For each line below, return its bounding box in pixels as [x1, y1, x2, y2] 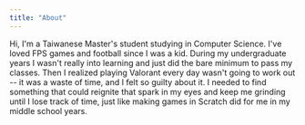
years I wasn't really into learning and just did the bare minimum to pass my [9, 57, 293, 68]
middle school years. [9, 105, 88, 116]
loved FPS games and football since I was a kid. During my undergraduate [9, 47, 287, 59]
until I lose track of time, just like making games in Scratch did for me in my [9, 96, 291, 107]
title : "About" [9, 13, 67, 23]
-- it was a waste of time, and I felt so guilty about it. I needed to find [9, 76, 267, 87]
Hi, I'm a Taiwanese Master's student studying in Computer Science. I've [9, 38, 282, 49]
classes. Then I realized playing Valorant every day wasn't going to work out [9, 67, 296, 78]
